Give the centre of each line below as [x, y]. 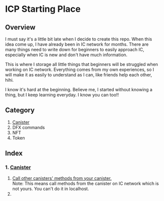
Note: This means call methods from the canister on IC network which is [85, 183]
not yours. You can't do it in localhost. [51, 189]
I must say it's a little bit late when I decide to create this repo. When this [79, 39]
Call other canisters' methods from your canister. [62, 178]
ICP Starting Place [43, 9]
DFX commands [29, 127]
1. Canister [18, 167]
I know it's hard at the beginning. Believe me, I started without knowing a [79, 89]
